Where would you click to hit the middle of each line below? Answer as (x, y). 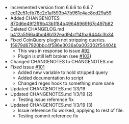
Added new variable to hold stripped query (63, 72)
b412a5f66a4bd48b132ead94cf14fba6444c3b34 (62, 34)
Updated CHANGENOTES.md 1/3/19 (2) (51, 94)
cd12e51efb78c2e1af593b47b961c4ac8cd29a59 (61, 13)
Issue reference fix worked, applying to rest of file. (71, 110)
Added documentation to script (50, 78)
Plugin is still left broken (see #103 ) (55, 56)
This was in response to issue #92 (54, 51)
